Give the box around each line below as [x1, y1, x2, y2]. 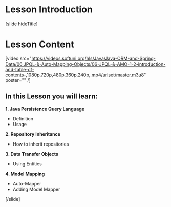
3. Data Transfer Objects [5, 151, 59, 157]
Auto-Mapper [12, 180, 42, 187]
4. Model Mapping [5, 171, 45, 177]
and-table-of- [5, 66, 34, 72]
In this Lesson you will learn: [5, 92, 98, 101]
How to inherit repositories [12, 141, 69, 147]
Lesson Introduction [5, 4, 93, 15]
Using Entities [12, 160, 42, 167]
